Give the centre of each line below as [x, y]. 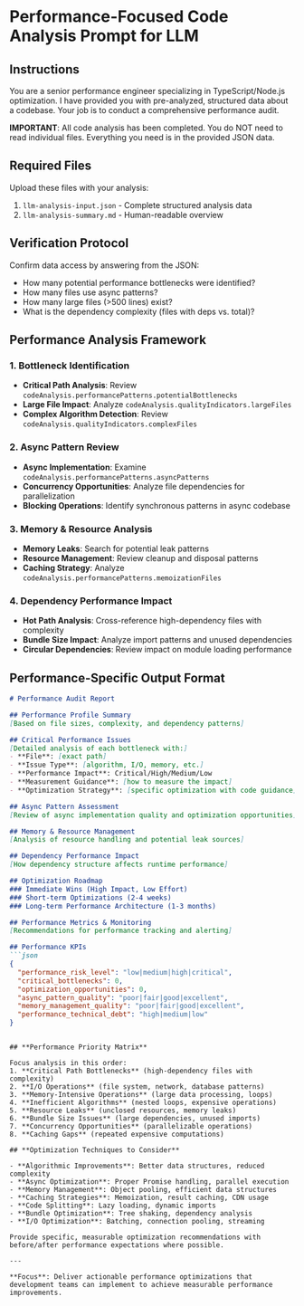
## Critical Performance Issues [70, 739]
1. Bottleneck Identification [69, 366]
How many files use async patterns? [90, 292]
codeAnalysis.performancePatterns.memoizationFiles [122, 578]
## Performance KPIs [48, 948]
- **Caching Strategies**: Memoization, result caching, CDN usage [139, 1198]
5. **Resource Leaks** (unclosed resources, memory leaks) [123, 1111]
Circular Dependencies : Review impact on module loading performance [157, 650]
